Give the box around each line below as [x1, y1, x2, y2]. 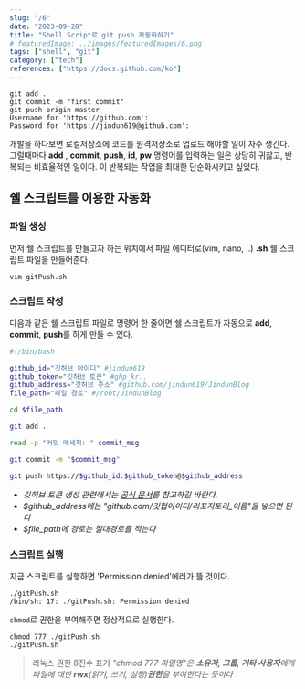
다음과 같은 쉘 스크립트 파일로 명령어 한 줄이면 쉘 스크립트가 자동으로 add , [9, 317, 272, 329]
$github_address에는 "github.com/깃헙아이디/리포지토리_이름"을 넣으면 [22, 500, 283, 511]
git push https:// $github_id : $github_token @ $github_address [9, 471, 244, 480]
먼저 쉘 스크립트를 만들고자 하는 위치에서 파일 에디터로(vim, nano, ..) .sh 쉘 [9, 243, 279, 254]
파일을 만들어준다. [26, 254, 90, 265]
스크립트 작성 [9, 295, 64, 308]
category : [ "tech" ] [9, 56, 84, 65]
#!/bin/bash [9, 347, 55, 356]
